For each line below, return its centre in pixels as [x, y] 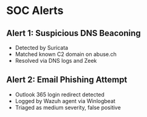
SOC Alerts [35, 11]
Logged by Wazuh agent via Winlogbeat [65, 101]
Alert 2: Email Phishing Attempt [67, 80]
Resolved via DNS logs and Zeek [56, 61]
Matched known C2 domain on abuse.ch [66, 54]
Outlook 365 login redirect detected [60, 94]
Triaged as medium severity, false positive [68, 107]
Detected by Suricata [42, 48]
